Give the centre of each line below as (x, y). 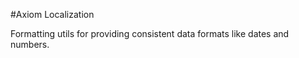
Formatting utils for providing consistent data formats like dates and (150, 33)
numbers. (30, 44)
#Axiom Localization (52, 14)
